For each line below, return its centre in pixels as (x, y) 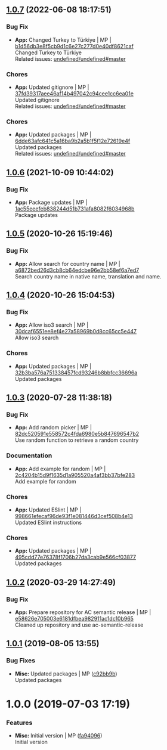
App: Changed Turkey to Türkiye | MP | (63, 40)
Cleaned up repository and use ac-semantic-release (79, 625)
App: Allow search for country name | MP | (67, 264)
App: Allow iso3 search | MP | (51, 325)
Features (19, 723)
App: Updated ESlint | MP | (48, 510)
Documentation (29, 455)
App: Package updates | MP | (51, 202)
